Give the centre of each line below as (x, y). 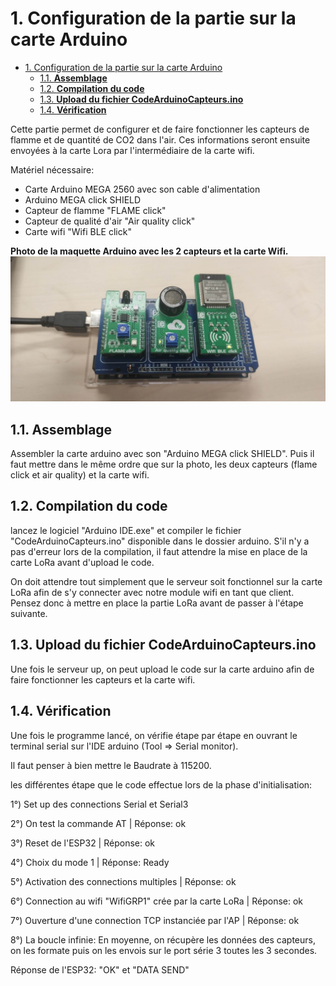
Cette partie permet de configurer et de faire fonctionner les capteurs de (160, 129)
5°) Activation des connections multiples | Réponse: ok (123, 881)
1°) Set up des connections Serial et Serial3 (99, 804)
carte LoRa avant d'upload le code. (82, 562)
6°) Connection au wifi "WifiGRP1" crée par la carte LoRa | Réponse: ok (157, 901)
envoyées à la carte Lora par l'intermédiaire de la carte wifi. (132, 150)
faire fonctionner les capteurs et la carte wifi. (103, 679)
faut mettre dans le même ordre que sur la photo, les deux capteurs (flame (164, 464)
